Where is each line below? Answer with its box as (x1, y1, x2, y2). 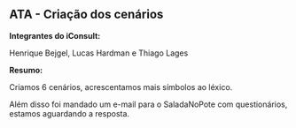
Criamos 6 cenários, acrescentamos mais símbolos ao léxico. (9, 81, 233, 92)
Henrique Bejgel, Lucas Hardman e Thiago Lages (9, 48, 189, 58)
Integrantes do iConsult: (9, 30, 101, 41)
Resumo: (9, 64, 43, 75)
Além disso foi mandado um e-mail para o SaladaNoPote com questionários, (9, 99, 288, 109)
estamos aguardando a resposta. (9, 108, 130, 118)
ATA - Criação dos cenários (9, 7, 164, 22)
